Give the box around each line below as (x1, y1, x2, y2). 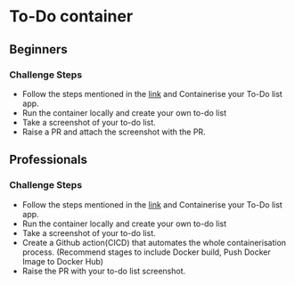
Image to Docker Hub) (21, 256, 104, 266)
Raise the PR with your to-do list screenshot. (21, 265, 186, 276)
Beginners (9, 42, 69, 57)
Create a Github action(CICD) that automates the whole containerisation (21, 237, 287, 248)
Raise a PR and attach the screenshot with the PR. (21, 126, 207, 137)
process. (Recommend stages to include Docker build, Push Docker (21, 247, 271, 257)
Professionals (9, 152, 87, 167)
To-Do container (9, 6, 134, 27)
